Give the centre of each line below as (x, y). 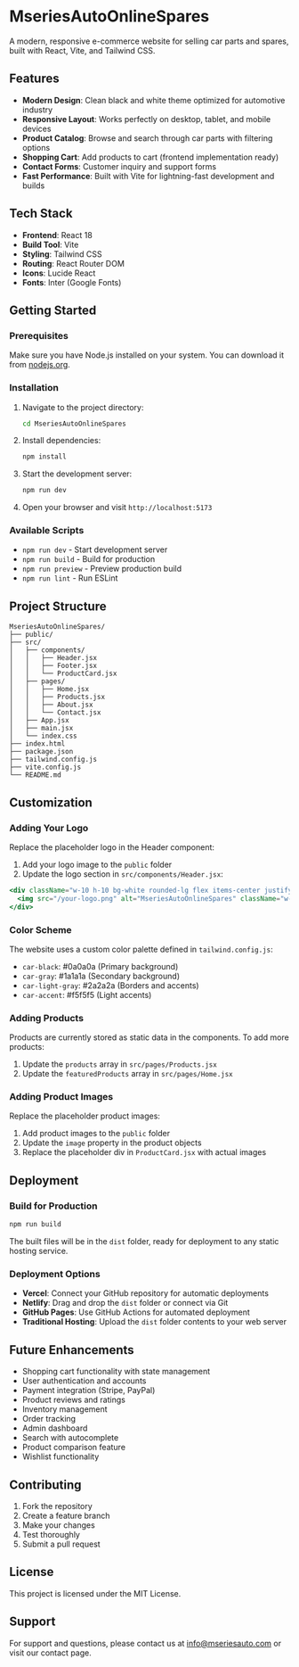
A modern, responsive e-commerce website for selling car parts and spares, (149, 41)
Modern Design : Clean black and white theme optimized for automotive (154, 100)
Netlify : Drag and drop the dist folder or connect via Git (125, 1303)
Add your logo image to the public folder (97, 864)
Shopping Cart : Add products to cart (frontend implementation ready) (150, 157)
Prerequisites (39, 335)
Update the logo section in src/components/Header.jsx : (123, 874)
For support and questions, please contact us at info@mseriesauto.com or (145, 1643)
